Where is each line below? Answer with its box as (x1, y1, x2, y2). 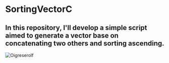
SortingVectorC (5, 3, 73, 15)
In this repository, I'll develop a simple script (5, 23, 147, 32)
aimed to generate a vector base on (5, 31, 119, 39)
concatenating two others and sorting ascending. (5, 39, 164, 47)
